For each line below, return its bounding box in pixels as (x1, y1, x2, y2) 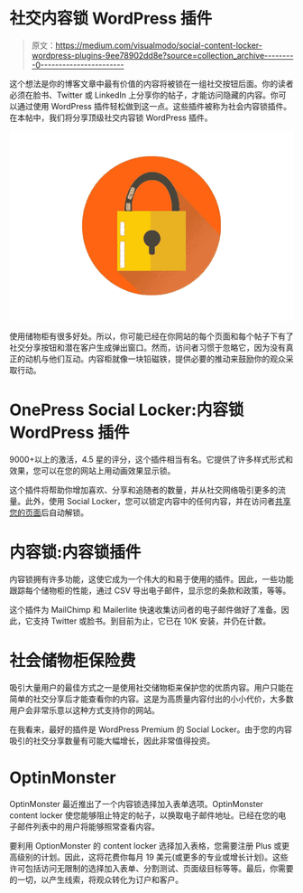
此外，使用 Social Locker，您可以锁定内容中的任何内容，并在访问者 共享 (24, 495, 291, 506)
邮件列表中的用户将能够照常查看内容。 (16, 821, 160, 832)
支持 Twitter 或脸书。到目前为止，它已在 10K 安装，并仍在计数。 (32, 616, 271, 626)
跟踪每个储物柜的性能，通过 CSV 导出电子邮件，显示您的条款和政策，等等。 (9, 585, 291, 596)
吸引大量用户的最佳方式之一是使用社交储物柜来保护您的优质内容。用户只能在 (9, 681, 294, 692)
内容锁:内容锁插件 (9, 542, 142, 563)
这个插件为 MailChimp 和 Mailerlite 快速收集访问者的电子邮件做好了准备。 (9, 604, 282, 615)
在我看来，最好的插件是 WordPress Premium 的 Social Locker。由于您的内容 (9, 724, 293, 735)
